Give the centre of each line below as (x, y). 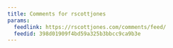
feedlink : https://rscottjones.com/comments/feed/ (90, 27)
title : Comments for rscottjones (57, 14)
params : (19, 20)
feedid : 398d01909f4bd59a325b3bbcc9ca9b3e (77, 34)
